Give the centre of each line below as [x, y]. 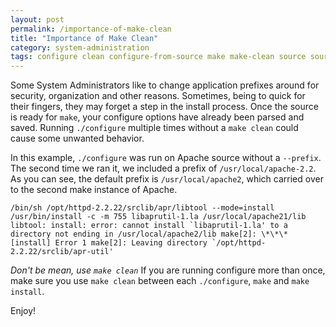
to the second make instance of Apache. [94, 190]
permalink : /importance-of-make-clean [91, 29]
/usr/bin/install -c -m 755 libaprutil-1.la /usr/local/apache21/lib [158, 217]
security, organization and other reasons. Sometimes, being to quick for [158, 96]
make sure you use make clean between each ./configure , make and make [160, 281]
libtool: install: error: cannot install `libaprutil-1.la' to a [149, 226]
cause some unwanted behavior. [77, 138]
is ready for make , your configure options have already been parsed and [157, 117]
